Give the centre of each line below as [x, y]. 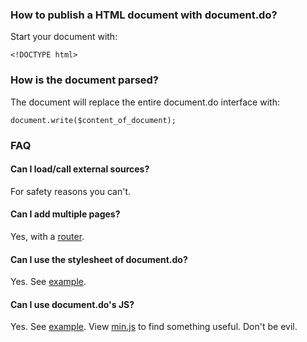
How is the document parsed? [85, 80]
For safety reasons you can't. [71, 191]
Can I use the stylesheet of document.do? [99, 259]
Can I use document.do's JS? [72, 304]
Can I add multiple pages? [65, 214]
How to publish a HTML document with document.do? [144, 15]
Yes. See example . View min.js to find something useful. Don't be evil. [154, 327]
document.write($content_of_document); [93, 120]
